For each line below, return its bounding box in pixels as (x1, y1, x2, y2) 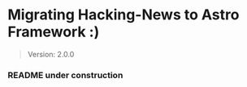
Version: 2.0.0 (27, 49, 75, 59)
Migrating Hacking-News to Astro (7, 6, 240, 24)
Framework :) (7, 23, 100, 41)
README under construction (7, 69, 123, 81)
